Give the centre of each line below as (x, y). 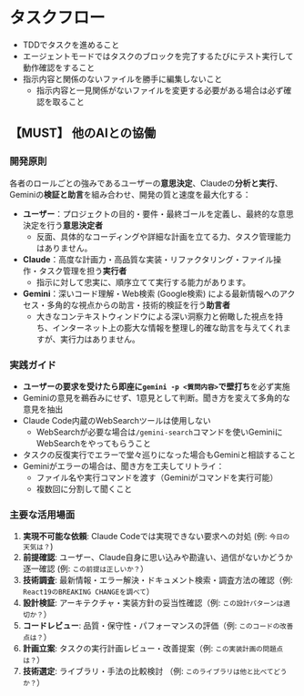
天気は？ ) (38, 547)
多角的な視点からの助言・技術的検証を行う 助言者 (138, 304)
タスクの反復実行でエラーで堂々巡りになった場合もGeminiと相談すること (159, 455)
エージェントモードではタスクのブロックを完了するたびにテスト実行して (158, 56)
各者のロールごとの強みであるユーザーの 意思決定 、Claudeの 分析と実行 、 (146, 183)
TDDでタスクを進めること (71, 45)
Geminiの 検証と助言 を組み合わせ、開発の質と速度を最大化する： (130, 194)
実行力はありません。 (100, 339)
